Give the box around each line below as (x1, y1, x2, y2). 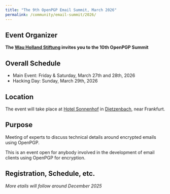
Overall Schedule (5, 59, 61, 67)
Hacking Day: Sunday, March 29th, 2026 (12, 78, 98, 84)
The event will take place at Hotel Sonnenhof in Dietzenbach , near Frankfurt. (5, 106, 165, 112)
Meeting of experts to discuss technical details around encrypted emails (5, 134, 156, 140)
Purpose (5, 121, 33, 129)
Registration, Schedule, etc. (5, 169, 95, 178)
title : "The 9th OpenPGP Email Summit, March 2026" (5, 7, 117, 13)
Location (5, 92, 34, 101)
